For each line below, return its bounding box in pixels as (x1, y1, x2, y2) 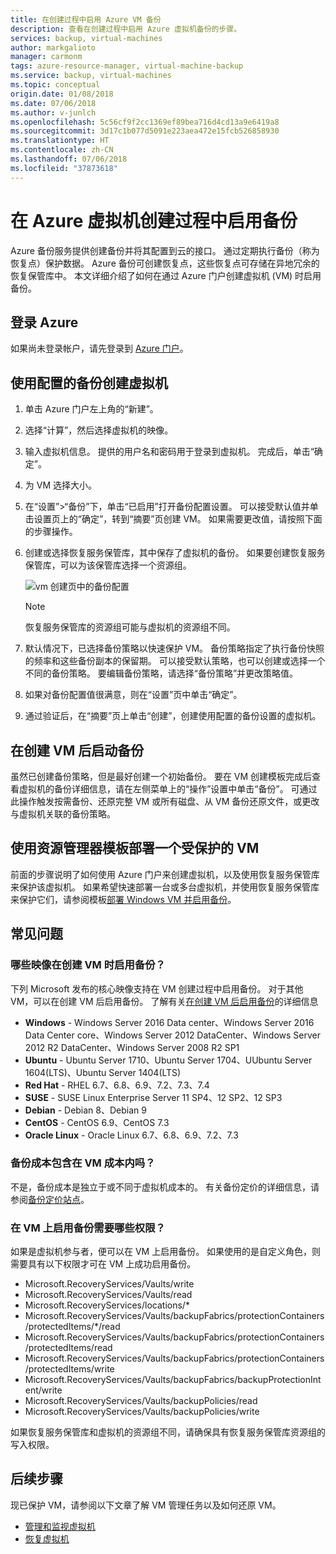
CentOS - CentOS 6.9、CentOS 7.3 (24, 1116, 170, 1128)
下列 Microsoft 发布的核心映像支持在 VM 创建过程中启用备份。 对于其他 (10, 982, 304, 995)
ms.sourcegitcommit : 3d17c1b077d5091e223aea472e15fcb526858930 (10, 126, 280, 136)
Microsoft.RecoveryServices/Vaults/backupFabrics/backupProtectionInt (24, 1374, 322, 1386)
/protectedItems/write (24, 1363, 115, 1375)
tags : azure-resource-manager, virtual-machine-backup (10, 61, 244, 71)
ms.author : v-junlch (10, 107, 97, 118)
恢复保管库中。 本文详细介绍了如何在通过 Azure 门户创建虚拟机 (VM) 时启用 (10, 269, 322, 281)
